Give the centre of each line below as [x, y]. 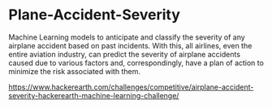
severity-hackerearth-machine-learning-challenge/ [94, 95]
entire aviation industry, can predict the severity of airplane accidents [125, 54]
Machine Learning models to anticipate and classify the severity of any [127, 37]
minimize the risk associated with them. [74, 71]
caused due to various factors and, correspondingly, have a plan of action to [136, 63]
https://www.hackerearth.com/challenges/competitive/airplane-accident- [131, 87]
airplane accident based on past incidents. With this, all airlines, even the [130, 45]
